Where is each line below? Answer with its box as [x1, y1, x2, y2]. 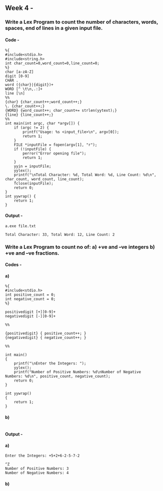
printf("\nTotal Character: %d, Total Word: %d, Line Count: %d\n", [14, 172, 157, 177]
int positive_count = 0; [5, 292, 56, 297]
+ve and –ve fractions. [5, 250, 60, 257]
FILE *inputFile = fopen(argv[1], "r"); [14, 142, 97, 147]
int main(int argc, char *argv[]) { [5, 121, 80, 126]
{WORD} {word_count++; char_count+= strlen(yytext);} [5, 108, 117, 113]
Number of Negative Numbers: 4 [5, 470, 69, 475]
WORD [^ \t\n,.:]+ [5, 86, 43, 91]
